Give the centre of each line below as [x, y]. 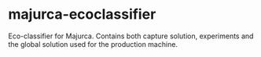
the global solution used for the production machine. [93, 44]
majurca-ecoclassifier [82, 14]
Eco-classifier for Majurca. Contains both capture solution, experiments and [131, 36]
